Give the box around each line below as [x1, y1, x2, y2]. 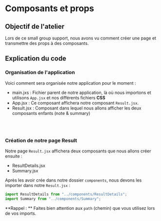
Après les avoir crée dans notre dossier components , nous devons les [5, 177, 142, 183]
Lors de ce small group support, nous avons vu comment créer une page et [5, 35, 157, 41]
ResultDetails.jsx [12, 163, 46, 168]
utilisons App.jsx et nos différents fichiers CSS [12, 94, 106, 100]
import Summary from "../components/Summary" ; [5, 196, 101, 201]
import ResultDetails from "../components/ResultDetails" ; [5, 192, 127, 197]
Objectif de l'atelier [5, 22, 65, 31]
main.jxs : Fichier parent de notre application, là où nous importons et [12, 90, 152, 95]
